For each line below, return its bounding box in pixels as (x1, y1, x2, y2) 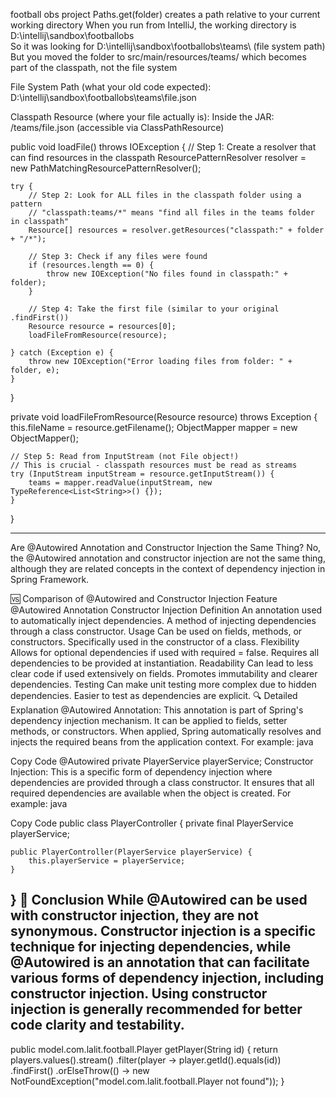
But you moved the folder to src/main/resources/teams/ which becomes (10, 51, 307, 63)
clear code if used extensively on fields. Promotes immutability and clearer (10, 668, 318, 679)
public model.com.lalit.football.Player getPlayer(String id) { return (10, 1043, 279, 1055)
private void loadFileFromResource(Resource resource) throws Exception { (10, 411, 318, 423)
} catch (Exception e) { (10, 348, 114, 358)
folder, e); (10, 365, 60, 375)
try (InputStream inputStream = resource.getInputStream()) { (10, 469, 275, 479)
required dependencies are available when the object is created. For (10, 787, 292, 799)
